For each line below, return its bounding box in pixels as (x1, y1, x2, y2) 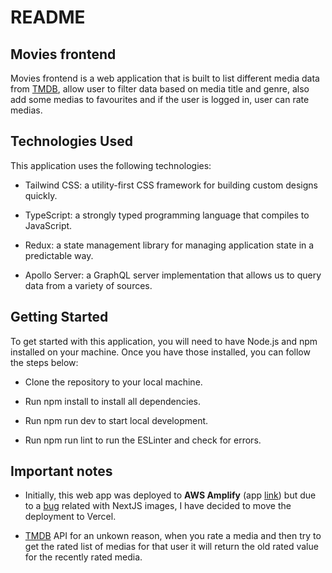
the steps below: (10, 356, 79, 368)
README (10, 6, 86, 29)
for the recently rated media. (24, 551, 143, 563)
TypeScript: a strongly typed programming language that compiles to (24, 209, 310, 221)
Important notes (10, 463, 113, 480)
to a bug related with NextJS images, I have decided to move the (24, 500, 292, 512)
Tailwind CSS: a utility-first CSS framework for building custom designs (24, 179, 318, 191)
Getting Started (10, 309, 109, 326)
